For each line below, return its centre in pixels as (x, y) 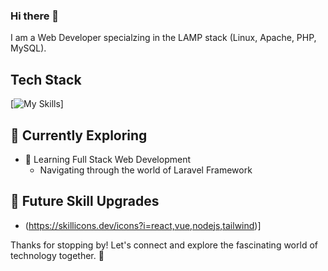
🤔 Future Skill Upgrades (85, 201)
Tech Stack (46, 79)
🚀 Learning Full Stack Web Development (107, 159)
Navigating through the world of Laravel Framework (146, 170)
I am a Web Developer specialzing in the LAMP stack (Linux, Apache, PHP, (163, 38)
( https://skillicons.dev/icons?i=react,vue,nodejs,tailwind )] (143, 225)
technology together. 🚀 (57, 255)
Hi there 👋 (35, 16)
